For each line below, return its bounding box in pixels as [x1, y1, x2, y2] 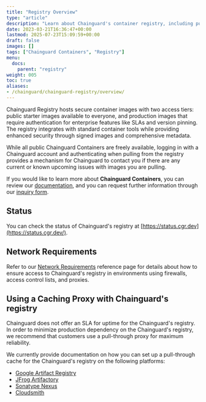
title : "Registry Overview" [6, 9, 78, 15]
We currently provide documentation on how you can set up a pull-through [6, 351, 195, 358]
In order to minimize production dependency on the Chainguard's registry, [6, 326, 194, 333]
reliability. [6, 339, 31, 347]
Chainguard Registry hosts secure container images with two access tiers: [6, 106, 194, 113]
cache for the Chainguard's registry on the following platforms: [6, 357, 166, 365]
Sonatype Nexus [15, 382, 58, 390]
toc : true [6, 77, 32, 83]
